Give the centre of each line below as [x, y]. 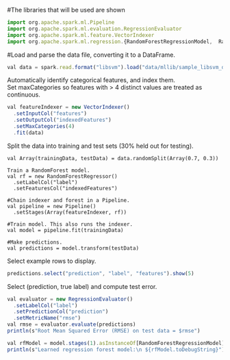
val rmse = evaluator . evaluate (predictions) [72, 324]
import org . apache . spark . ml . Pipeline [61, 23]
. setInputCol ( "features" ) [50, 114]
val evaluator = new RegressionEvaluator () [70, 299]
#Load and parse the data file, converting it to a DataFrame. [91, 55]
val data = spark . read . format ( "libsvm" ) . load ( [75, 67]
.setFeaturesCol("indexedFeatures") [65, 188]
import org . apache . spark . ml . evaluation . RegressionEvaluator [95, 29]
